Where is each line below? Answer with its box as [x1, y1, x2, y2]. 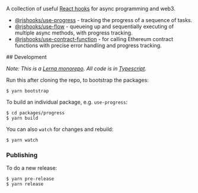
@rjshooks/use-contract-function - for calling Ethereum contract [14, 36, 174, 42]
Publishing [6, 151, 38, 159]
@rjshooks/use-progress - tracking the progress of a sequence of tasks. [14, 17, 193, 23]
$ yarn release [6, 181, 44, 187]
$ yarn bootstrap [6, 88, 49, 94]
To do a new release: [6, 164, 58, 172]
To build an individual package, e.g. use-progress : [6, 98, 127, 105]
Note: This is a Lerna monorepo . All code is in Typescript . [6, 65, 147, 72]
